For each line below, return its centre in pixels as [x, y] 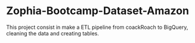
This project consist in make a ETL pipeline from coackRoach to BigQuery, [97, 27]
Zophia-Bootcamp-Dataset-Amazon [98, 11]
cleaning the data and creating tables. [53, 33]
